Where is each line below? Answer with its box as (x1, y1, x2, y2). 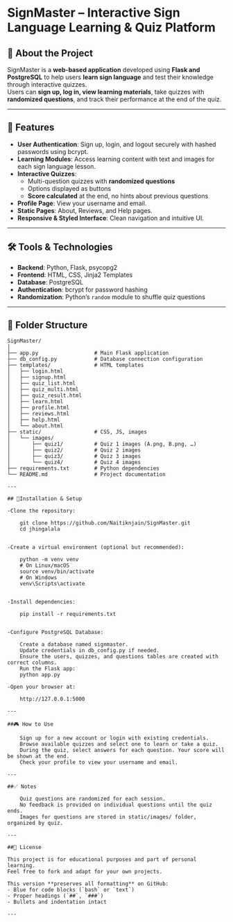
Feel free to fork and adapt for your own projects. (7, 869, 163, 876)
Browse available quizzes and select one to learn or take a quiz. (19, 741, 218, 748)
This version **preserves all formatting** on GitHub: (7, 880, 169, 887)
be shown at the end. (7, 753, 70, 760)
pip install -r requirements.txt (19, 611, 116, 618)
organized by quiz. (7, 820, 64, 827)
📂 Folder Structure (7, 319, 88, 331)
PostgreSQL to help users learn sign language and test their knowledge (7, 73, 214, 81)
